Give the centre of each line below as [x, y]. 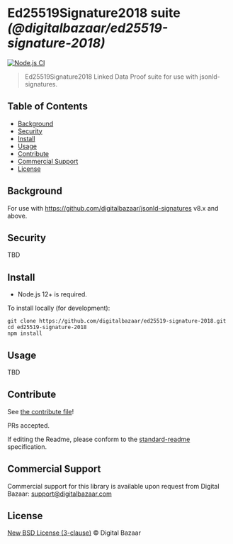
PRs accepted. [29, 425]
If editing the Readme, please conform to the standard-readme [99, 439]
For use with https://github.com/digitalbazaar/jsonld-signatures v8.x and [113, 208]
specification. [27, 446]
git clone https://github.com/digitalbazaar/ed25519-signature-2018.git [117, 321]
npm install [25, 334]
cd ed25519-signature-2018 [47, 328]
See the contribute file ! [41, 411]
